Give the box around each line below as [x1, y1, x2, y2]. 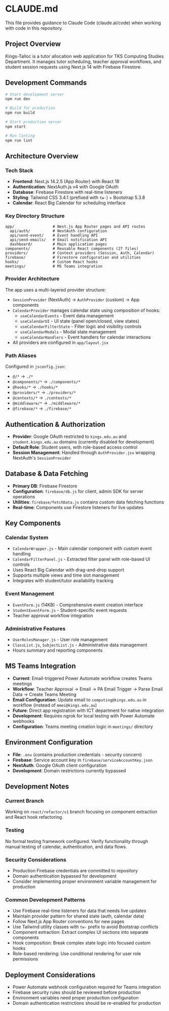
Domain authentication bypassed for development [12, 873, 117, 879]
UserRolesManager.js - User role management [12, 637, 108, 643]
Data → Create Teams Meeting [12, 691, 77, 697]
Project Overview [5, 40, 61, 48]
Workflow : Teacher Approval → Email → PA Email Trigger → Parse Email [12, 686, 163, 692]
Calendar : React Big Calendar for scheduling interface [12, 200, 126, 206]
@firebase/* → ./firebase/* [12, 406, 72, 412]
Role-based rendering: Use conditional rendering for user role [12, 950, 141, 957]
